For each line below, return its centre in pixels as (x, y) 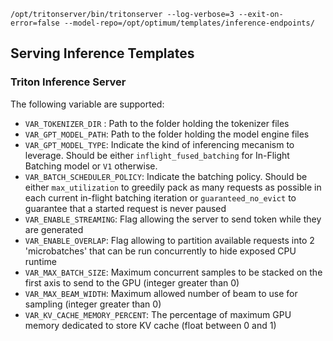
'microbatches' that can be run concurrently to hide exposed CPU (160, 251)
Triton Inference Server (68, 82)
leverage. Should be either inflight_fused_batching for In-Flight (157, 155)
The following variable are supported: (87, 104)
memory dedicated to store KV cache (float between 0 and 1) (150, 325)
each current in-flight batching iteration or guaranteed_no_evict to (160, 197)
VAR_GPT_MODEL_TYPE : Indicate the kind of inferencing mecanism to (159, 144)
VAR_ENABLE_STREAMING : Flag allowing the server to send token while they (173, 219)
